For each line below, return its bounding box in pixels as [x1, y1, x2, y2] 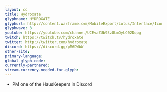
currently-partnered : [5, 63, 50, 68]
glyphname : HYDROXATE [5, 16, 50, 21]
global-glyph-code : [5, 58, 46, 63]
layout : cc [5, 7, 28, 12]
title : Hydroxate [5, 12, 41, 17]
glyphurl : [5, 21, 26, 26]
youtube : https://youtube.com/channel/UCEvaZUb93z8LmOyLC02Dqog [5, 30, 141, 35]
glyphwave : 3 [5, 26, 32, 31]
